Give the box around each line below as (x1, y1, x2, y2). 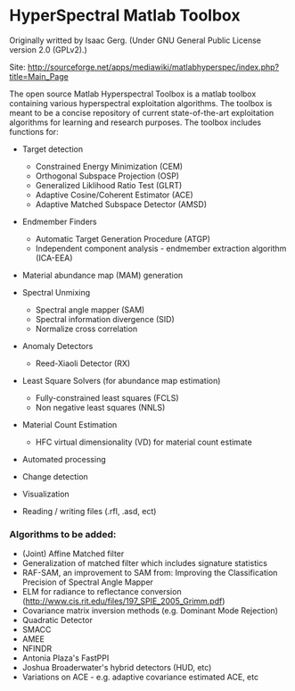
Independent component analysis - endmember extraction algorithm (35, 243, 287, 254)
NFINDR (21, 644, 53, 654)
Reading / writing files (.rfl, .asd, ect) (21, 505, 157, 516)
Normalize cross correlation (35, 323, 138, 334)
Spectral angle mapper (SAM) (35, 304, 145, 315)
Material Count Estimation (21, 419, 118, 429)
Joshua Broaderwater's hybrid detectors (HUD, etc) (21, 662, 212, 673)
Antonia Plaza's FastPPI (21, 653, 110, 663)
